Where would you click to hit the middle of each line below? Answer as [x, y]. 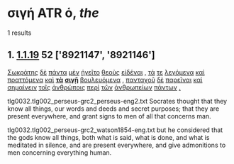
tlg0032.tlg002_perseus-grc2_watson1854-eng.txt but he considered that [115, 130]
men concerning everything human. [60, 152]
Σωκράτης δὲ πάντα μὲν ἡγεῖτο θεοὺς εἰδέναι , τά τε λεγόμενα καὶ [106, 72]
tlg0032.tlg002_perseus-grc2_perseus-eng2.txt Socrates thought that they [117, 101]
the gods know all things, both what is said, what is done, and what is [108, 137]
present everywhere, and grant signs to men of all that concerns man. [109, 116]
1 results [19, 33]
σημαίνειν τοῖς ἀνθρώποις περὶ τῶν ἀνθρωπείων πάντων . [94, 87]
